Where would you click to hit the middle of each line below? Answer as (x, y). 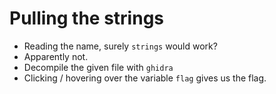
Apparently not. (56, 56)
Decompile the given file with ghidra (98, 67)
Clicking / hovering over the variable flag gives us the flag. (145, 78)
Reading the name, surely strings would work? (120, 46)
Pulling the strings (87, 18)
